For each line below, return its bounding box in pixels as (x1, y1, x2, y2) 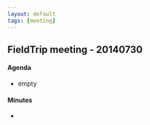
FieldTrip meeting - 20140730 (7, 44, 143, 56)
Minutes (7, 96, 33, 104)
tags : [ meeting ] (7, 17, 56, 24)
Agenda (7, 64, 31, 72)
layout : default (7, 10, 56, 18)
